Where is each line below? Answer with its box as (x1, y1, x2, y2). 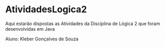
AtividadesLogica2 (5, 4, 87, 15)
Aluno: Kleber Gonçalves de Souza (5, 36, 79, 42)
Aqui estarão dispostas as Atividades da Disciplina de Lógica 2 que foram (5, 20, 160, 27)
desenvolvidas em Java (5, 26, 55, 32)
